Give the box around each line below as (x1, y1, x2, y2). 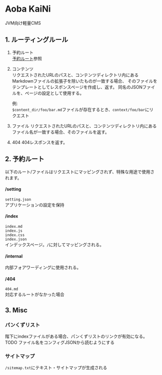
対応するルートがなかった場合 (5, 291, 64, 297)
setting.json (5, 197, 31, 202)
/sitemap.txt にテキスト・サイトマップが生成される (5, 365, 107, 371)
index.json (5, 237, 27, 241)
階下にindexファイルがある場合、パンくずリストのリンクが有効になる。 (5, 334, 147, 340)
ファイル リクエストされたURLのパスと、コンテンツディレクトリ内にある (12, 123, 157, 129)
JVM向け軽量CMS (5, 20, 41, 26)
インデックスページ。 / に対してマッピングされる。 (5, 241, 104, 247)
